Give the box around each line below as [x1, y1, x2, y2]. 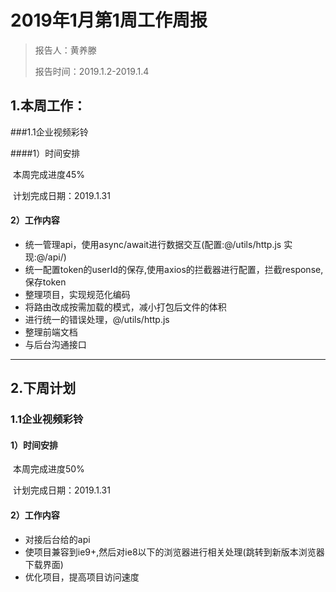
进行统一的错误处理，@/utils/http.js [24, 313, 170, 325]
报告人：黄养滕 [34, 44, 97, 56]
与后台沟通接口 [24, 338, 87, 350]
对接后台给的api [24, 533, 91, 545]
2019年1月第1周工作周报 [10, 9, 208, 32]
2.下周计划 [10, 380, 77, 397]
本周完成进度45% [12, 168, 86, 180]
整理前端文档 [24, 326, 78, 338]
